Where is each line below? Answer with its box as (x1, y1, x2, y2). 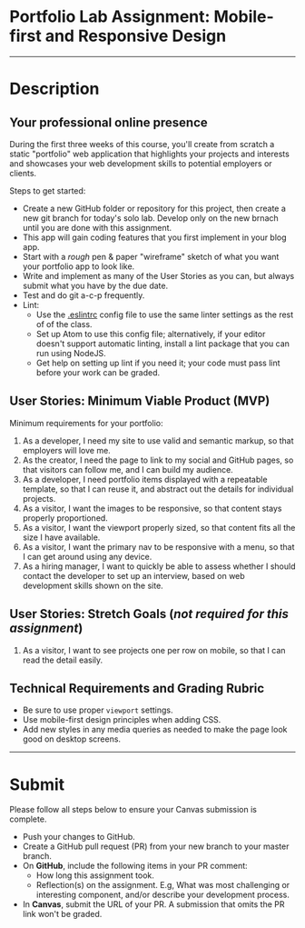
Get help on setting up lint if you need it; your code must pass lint (35, 357, 280, 368)
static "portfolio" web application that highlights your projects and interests (9, 148, 290, 159)
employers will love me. (22, 444, 111, 455)
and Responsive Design (44, 25, 227, 46)
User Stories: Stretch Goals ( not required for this (9, 606, 289, 622)
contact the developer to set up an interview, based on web (22, 570, 245, 581)
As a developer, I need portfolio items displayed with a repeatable (22, 474, 268, 484)
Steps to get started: (9, 185, 86, 196)
